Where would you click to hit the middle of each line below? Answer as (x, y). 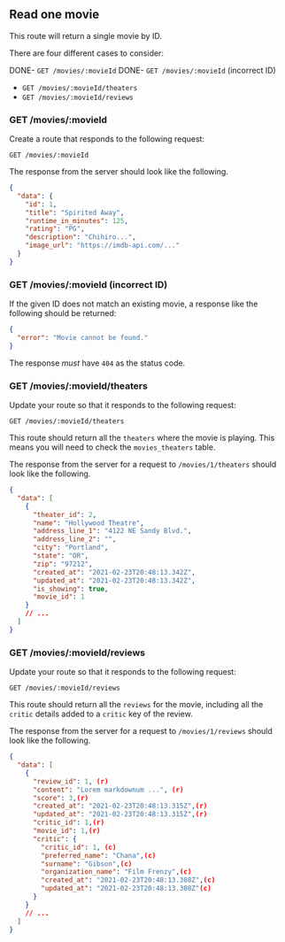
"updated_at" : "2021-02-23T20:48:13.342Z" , (114, 580)
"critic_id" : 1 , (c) (79, 847)
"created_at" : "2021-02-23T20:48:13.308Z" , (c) (128, 880)
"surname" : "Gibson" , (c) (87, 864)
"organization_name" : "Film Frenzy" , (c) (116, 872)
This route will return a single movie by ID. (85, 35)
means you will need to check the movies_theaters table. (112, 447)
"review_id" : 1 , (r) (70, 781)
